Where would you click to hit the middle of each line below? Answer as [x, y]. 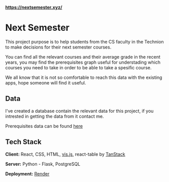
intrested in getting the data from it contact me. [55, 116]
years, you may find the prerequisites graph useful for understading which [83, 62]
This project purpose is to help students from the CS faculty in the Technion [84, 41]
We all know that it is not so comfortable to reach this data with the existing [84, 77]
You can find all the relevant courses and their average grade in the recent [83, 57]
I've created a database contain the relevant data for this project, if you [79, 111]
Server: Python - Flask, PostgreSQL [43, 164]
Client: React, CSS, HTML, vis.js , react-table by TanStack [65, 154]
